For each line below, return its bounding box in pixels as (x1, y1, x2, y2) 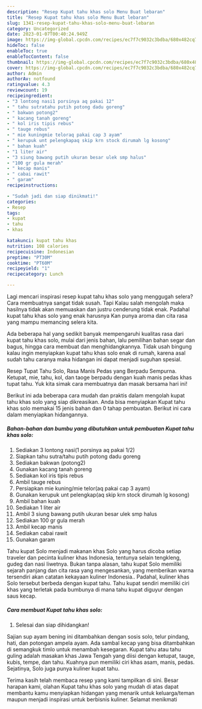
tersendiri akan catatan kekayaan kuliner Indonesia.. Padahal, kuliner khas (7, 573, 189, 580)
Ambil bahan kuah (15, 497, 61, 504)
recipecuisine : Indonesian (7, 249, 74, 255)
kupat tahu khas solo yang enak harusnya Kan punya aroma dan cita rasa (7, 312, 188, 319)
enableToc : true (7, 48, 47, 54)
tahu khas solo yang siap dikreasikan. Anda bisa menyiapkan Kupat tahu (7, 398, 185, 405)
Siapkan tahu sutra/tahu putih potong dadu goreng (15, 453, 141, 460)
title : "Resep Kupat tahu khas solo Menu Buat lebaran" (7, 14, 149, 20)
